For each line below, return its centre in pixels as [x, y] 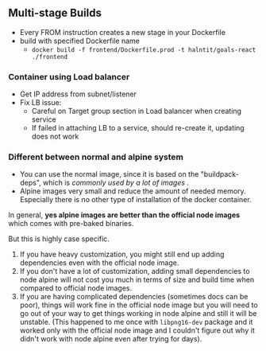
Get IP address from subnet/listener [78, 94]
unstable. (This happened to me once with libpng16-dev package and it [136, 322]
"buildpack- [220, 174]
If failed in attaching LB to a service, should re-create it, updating [138, 128]
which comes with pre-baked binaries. [71, 224]
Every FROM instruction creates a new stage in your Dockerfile [123, 32]
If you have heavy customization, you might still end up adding [122, 255]
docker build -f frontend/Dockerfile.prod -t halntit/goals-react [144, 50]
